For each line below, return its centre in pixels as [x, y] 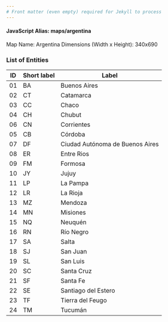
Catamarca [76, 96]
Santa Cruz [76, 271]
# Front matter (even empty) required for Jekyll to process [84, 12]
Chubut [71, 115]
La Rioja [72, 193]
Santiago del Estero [88, 291]
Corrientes [76, 125]
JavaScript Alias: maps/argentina [49, 31]
